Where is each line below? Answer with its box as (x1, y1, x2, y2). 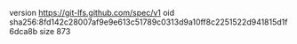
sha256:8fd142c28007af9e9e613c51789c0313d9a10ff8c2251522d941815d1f (9, 17, 288, 27)
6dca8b (9, 26, 38, 36)
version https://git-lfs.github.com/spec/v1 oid (9, 8, 175, 18)
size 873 (39, 26, 71, 36)
